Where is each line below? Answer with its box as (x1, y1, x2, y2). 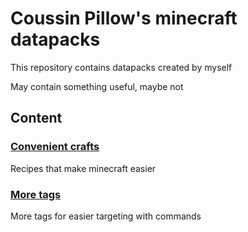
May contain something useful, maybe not (10, 80, 184, 92)
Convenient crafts (10, 140, 100, 154)
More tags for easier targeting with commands (10, 210, 202, 222)
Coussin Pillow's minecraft (10, 7, 238, 30)
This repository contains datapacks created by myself (10, 61, 233, 73)
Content (10, 110, 63, 127)
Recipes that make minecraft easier (10, 162, 157, 174)
